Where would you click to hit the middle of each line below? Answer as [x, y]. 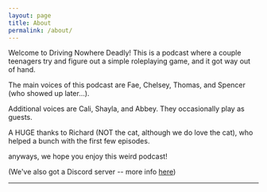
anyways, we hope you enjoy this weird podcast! [88, 156]
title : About [30, 23]
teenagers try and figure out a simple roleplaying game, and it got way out [130, 61]
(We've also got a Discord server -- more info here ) [92, 172]
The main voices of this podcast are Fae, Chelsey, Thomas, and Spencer [127, 85]
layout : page [30, 15]
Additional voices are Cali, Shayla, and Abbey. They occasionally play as [126, 109]
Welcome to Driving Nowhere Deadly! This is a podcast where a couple [125, 53]
